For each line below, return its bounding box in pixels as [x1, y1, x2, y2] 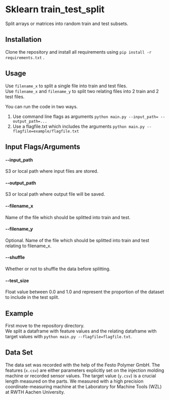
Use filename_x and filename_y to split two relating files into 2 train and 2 [5, 88, 159, 94]
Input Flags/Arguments [5, 142, 80, 151]
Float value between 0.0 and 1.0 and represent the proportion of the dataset [5, 289, 164, 295]
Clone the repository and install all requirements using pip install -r [5, 49, 152, 55]
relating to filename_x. [5, 243, 52, 249]
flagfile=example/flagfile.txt [12, 129, 79, 134]
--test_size [5, 277, 29, 284]
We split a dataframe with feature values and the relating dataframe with [5, 328, 157, 334]
